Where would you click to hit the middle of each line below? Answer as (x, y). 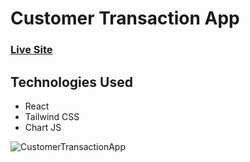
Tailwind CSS (52, 116)
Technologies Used (71, 82)
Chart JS (43, 127)
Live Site (31, 50)
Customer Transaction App (125, 18)
